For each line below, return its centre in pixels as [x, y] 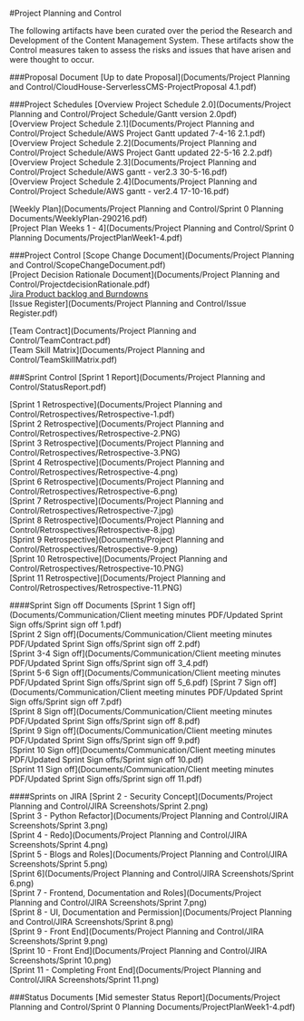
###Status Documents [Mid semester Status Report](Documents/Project [145, 997]
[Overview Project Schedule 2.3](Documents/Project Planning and [133, 162]
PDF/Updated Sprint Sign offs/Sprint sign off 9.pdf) [105, 740]
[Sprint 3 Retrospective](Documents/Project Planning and [117, 443]
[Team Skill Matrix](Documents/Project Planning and [108, 350]
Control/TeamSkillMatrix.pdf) [64, 359]
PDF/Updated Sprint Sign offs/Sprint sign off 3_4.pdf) [109, 663]
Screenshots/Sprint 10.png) [60, 960]
